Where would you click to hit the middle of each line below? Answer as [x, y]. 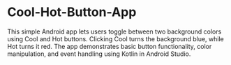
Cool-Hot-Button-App [72, 12]
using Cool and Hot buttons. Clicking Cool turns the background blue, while [116, 38]
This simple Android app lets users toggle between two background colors [114, 31]
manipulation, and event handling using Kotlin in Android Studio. [99, 54]
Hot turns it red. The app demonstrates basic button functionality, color [110, 46]
